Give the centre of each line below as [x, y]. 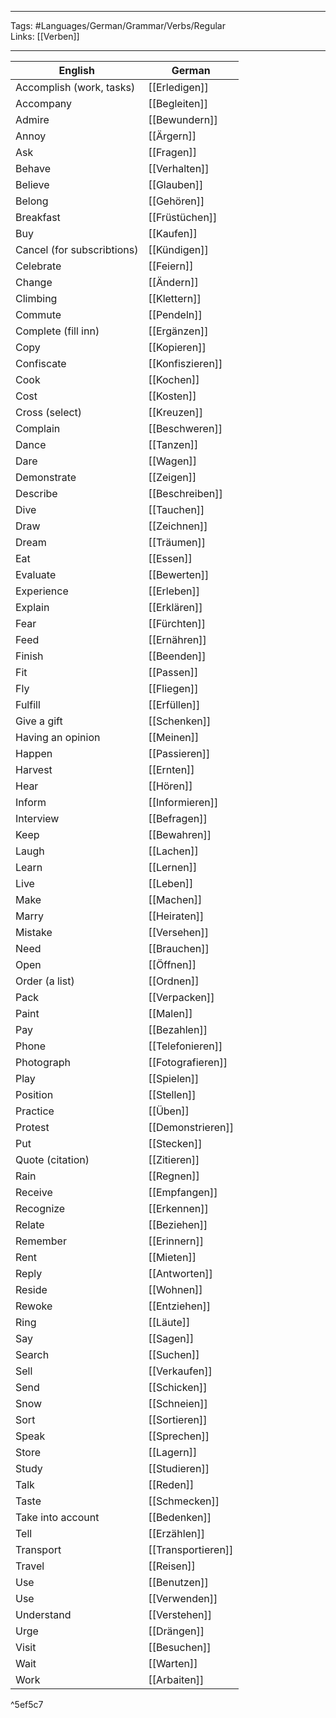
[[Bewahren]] [180, 834]
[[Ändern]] [173, 282]
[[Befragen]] [178, 818]
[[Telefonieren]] [185, 1046]
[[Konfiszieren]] [185, 363]
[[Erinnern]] [176, 1241]
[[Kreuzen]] [176, 412]
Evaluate [36, 574]
